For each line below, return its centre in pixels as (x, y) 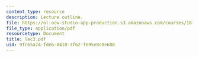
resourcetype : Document (36, 34)
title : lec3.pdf (26, 39)
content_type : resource (36, 12)
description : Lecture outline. (45, 17)
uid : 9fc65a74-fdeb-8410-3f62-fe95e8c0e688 (61, 45)
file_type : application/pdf (41, 28)
